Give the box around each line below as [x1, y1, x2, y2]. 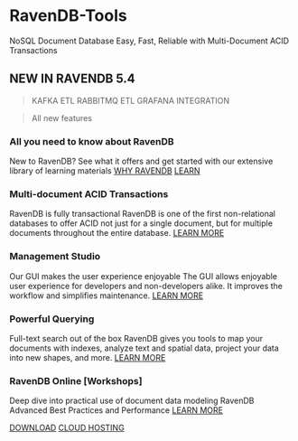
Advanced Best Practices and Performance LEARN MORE [9, 405, 224, 416]
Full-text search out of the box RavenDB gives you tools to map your [9, 333, 264, 343]
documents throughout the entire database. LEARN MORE [9, 228, 225, 239]
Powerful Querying [9, 313, 95, 325]
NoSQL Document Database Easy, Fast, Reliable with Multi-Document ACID [9, 35, 290, 46]
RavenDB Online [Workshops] [9, 374, 143, 387]
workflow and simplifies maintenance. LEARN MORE [9, 290, 204, 301]
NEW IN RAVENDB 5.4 [9, 71, 135, 87]
